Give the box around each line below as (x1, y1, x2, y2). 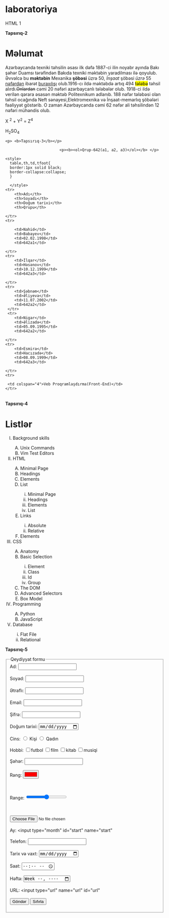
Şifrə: (10, 711, 21, 718)
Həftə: (10, 875, 23, 882)
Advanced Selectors (20, 590, 63, 596)
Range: (10, 795, 25, 801)
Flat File (20, 631, 37, 637)
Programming (12, 601, 41, 607)
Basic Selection (20, 554, 52, 560)
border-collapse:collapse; (10, 170, 67, 175)
